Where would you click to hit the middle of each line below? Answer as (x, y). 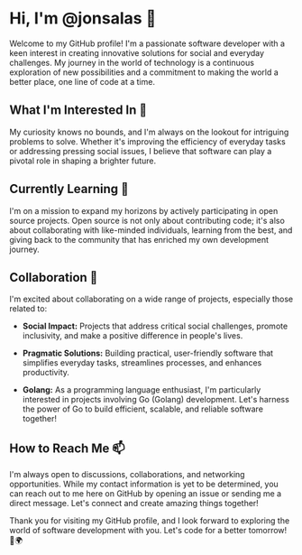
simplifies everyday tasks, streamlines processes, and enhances (142, 363)
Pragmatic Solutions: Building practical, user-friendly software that (147, 353)
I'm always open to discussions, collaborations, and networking (127, 475)
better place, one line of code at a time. (82, 81)
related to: (28, 309)
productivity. (46, 373)
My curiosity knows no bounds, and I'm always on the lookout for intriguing (149, 132)
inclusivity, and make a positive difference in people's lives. (133, 336)
